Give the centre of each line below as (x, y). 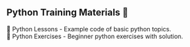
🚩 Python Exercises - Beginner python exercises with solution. (95, 36)
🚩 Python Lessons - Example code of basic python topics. (89, 29)
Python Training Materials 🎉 (67, 13)
